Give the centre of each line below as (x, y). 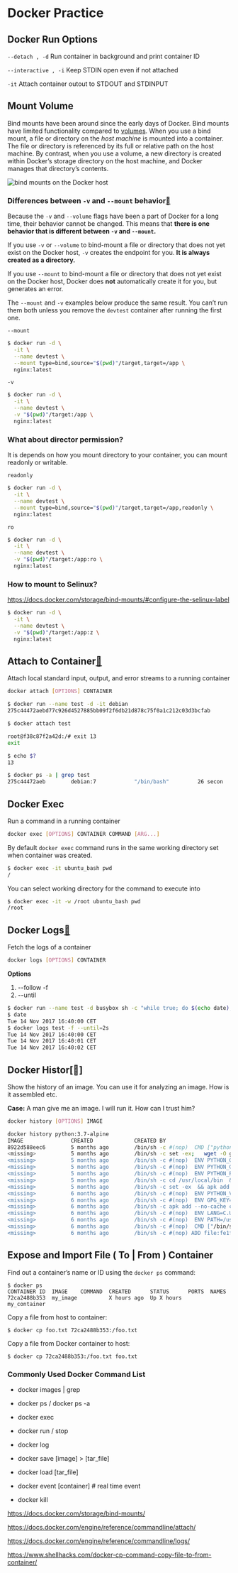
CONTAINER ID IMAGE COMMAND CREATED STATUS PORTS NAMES (117, 1291)
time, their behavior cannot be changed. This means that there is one (109, 224)
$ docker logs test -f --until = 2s (58, 1028)
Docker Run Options (52, 39)
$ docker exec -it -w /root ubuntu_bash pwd (74, 901)
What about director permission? (66, 440)
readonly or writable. (38, 462)
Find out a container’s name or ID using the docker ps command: (102, 1272)
